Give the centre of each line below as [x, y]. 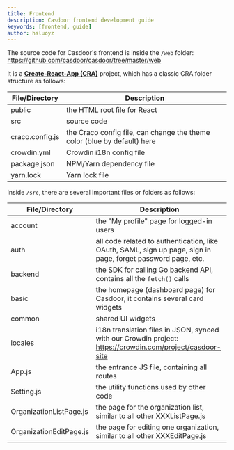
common [25, 319]
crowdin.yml [31, 152]
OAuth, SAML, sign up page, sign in [153, 250]
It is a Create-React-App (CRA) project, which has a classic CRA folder [110, 74]
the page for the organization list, [150, 408]
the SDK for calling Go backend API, [155, 270]
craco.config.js [35, 137]
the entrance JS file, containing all [151, 367]
